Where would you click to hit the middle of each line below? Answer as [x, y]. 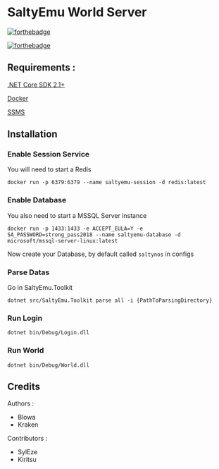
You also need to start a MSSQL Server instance [77, 215]
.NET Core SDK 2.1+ [36, 85]
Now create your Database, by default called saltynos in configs [101, 254]
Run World [26, 351]
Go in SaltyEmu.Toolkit [40, 288]
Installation [32, 134]
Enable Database [37, 200]
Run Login [25, 318]
